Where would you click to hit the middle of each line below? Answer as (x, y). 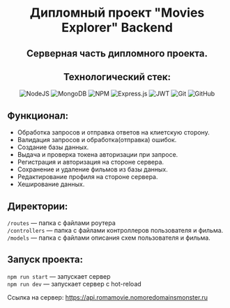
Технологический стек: (117, 77)
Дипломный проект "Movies (117, 13)
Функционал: (38, 115)
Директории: (38, 206)
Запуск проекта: (45, 260)
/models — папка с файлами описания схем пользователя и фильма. (109, 238)
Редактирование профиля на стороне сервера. (87, 177)
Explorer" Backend (117, 28)
